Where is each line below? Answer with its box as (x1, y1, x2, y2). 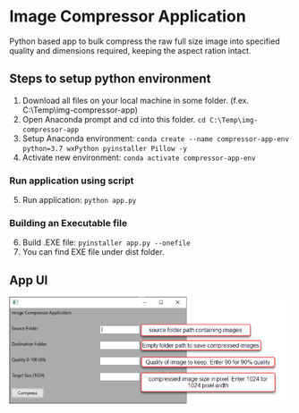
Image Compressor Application (9, 6, 246, 27)
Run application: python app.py (21, 195, 137, 206)
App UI (9, 273, 48, 288)
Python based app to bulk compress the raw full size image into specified (9, 36, 280, 46)
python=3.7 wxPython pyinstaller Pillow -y (21, 144, 188, 153)
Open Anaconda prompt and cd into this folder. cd (21, 114, 206, 124)
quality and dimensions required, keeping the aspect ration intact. (9, 45, 252, 55)
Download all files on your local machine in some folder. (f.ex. (21, 95, 249, 105)
